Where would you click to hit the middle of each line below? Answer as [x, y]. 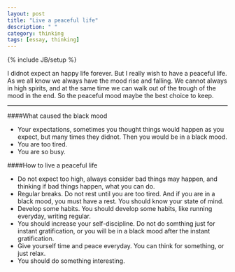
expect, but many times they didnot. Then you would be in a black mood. [122, 137]
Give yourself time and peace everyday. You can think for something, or [121, 246]
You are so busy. [42, 152]
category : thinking [36, 33]
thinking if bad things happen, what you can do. [86, 186]
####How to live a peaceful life [52, 165]
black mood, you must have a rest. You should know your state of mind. [120, 201]
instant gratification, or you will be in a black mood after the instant [114, 231]
